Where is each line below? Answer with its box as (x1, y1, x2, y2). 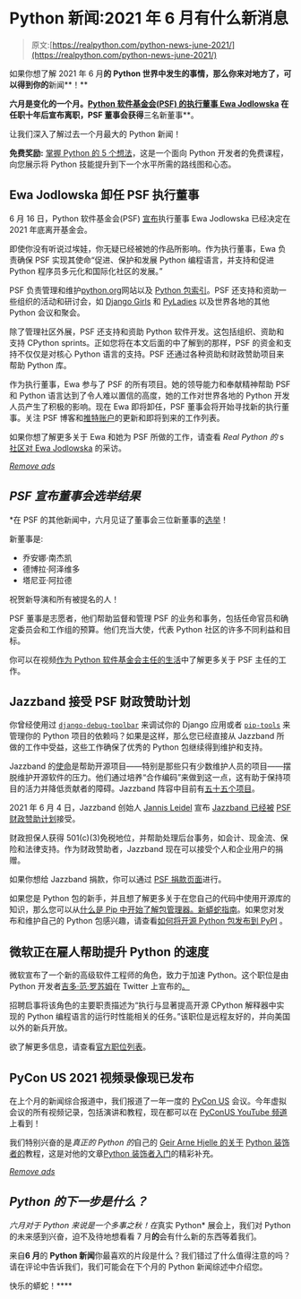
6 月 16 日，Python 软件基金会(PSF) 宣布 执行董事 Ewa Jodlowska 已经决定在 (9, 212, 291, 224)
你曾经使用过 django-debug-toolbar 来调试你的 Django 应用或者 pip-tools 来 (9, 719, 291, 730)
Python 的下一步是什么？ (9, 1194, 148, 1209)
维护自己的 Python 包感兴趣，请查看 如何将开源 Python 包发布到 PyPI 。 (24, 916, 288, 926)
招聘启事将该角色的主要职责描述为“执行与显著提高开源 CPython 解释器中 (9, 1000, 277, 1011)
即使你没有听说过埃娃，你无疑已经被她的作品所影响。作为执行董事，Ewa (9, 243, 276, 254)
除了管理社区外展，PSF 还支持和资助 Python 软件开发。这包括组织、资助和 (9, 326, 285, 337)
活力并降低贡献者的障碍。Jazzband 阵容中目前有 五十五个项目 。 (24, 783, 260, 794)
